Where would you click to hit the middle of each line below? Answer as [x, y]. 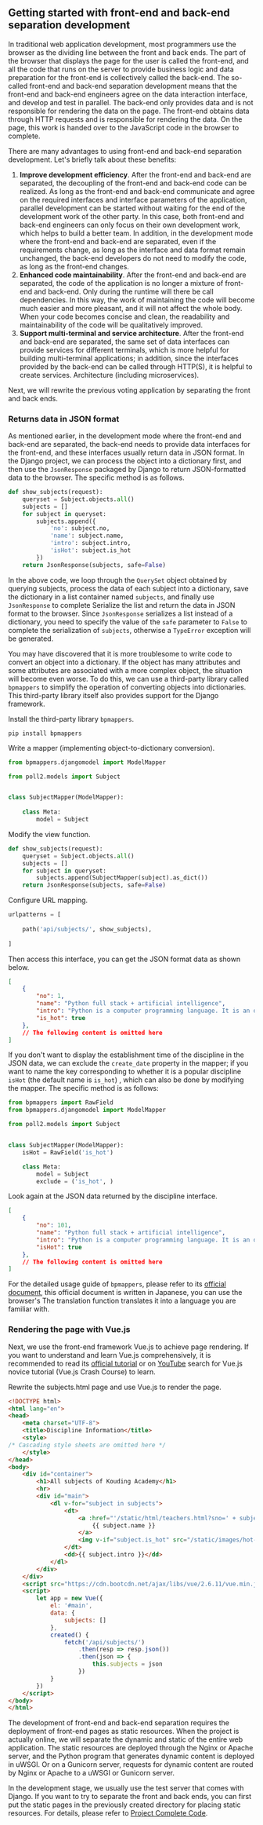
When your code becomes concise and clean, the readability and [124, 316]
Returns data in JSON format [64, 419]
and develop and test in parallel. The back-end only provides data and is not [131, 102]
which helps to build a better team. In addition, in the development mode [136, 233]
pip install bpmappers [45, 733]
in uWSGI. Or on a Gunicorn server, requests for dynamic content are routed [131, 1765]
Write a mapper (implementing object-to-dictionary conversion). [112, 748]
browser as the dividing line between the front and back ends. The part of [127, 52]
